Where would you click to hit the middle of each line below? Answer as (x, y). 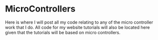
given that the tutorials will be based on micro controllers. (63, 32)
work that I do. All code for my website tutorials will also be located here (78, 27)
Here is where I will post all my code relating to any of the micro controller (79, 22)
